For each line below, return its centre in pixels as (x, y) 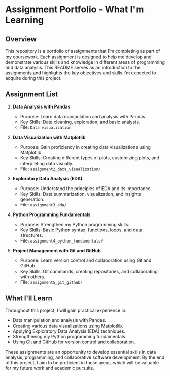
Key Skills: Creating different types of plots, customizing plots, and (90, 158)
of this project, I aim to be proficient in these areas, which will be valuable (82, 362)
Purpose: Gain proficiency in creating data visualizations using (86, 147)
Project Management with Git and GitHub (57, 250)
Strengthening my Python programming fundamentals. (70, 336)
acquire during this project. (33, 78)
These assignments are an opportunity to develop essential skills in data (81, 352)
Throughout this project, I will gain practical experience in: (66, 310)
